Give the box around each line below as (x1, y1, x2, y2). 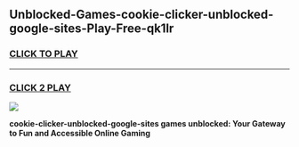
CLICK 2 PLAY (9, 81, 71, 94)
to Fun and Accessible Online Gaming (9, 127, 151, 138)
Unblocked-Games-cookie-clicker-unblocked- (9, 7, 274, 22)
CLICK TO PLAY (9, 48, 78, 61)
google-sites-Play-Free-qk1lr (9, 21, 174, 37)
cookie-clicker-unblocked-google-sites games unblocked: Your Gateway (9, 118, 287, 128)
